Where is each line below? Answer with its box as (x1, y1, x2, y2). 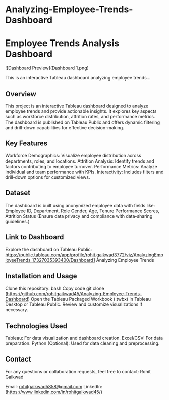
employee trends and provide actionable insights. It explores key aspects (5, 108, 157, 114)
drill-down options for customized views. (5, 174, 90, 180)
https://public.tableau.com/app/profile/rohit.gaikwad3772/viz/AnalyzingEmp (5, 252, 164, 258)
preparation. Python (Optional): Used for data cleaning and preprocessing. (5, 340, 160, 346)
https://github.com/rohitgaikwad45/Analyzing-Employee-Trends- (7, 291, 142, 297)
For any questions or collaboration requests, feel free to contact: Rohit (5, 368, 151, 374)
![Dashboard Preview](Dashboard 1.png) (5, 65, 89, 71)
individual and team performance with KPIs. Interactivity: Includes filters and (5, 169, 164, 175)
